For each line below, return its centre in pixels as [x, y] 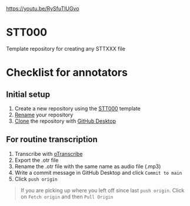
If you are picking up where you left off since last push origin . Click [102, 190]
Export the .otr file [36, 160]
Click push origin [36, 179]
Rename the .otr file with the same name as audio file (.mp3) [88, 166]
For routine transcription [52, 140]
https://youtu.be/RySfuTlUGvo [43, 9]
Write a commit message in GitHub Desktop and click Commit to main [98, 172]
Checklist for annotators [67, 73]
